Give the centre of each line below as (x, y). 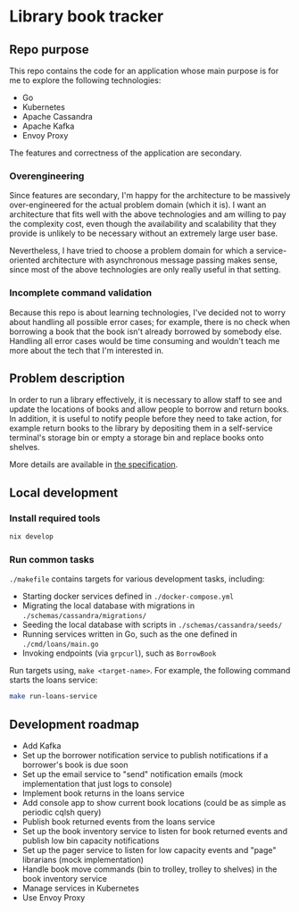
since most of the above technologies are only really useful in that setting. (145, 270)
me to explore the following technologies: (85, 80)
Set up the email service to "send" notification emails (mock (133, 774)
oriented (25, 260)
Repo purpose (49, 50)
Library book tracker (87, 17)
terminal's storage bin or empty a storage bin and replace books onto (137, 438)
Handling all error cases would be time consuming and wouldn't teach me (145, 340)
